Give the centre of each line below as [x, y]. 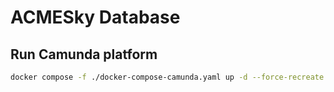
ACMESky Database [95, 17]
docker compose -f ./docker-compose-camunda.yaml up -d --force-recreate [167, 77]
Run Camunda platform [84, 54]
